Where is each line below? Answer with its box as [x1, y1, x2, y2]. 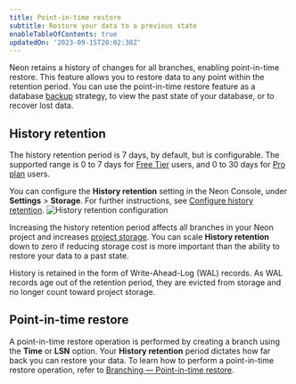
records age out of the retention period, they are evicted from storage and [9, 277, 282, 288]
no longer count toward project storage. [9, 287, 156, 298]
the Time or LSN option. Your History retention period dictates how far [9, 345, 271, 356]
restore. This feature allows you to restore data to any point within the [9, 72, 265, 83]
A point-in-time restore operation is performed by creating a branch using [9, 336, 281, 347]
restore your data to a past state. [9, 250, 129, 261]
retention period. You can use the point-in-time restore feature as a [9, 81, 256, 92]
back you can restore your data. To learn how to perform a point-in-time [9, 355, 275, 365]
